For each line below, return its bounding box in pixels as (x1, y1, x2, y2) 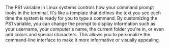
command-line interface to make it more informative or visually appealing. (5, 37, 160, 43)
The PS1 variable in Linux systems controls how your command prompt (5, 5, 154, 10)
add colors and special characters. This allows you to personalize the (5, 32, 151, 37)
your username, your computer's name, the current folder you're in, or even (5, 26, 164, 32)
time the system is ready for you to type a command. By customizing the (5, 15, 158, 21)
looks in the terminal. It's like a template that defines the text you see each (5, 10, 161, 16)
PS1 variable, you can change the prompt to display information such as (5, 20, 156, 27)
